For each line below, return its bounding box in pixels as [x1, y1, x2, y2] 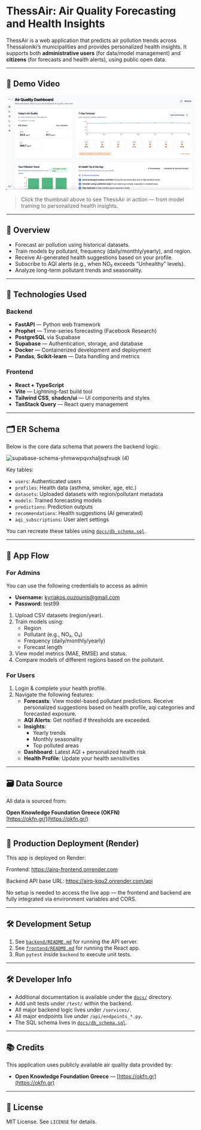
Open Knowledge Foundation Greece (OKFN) [6, 809, 120, 816]
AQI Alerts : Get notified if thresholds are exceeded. [23, 717, 151, 724]
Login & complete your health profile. [14, 684, 106, 692]
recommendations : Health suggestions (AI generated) [14, 510, 144, 517]
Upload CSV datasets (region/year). [14, 612, 103, 619]
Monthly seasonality [32, 735, 83, 743]
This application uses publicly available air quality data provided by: [6, 1061, 173, 1068]
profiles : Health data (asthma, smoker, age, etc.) [14, 484, 137, 492]
